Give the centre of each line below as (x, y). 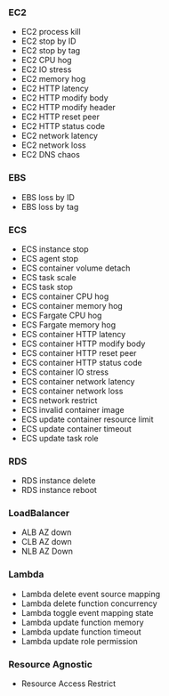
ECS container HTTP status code (82, 362)
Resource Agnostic (50, 664)
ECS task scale (48, 277)
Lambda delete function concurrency (89, 603)
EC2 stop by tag (51, 51)
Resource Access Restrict (68, 684)
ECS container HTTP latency (73, 334)
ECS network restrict (59, 400)
